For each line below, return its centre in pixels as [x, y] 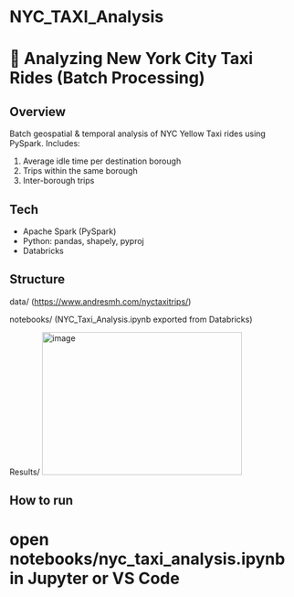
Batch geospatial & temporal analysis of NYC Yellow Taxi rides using [138, 133]
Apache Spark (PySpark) [69, 231]
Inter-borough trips [58, 181]
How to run [42, 501]
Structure [37, 279]
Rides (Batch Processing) [107, 78]
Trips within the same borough [80, 171]
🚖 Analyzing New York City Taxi [131, 59]
